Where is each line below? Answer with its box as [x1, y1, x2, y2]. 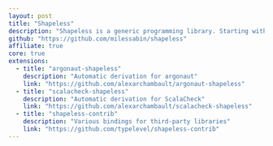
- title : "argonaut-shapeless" [15, 65, 122, 73]
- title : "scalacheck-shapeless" [15, 87, 129, 96]
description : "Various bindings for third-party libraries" [23, 118, 231, 126]
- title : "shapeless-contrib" [15, 110, 118, 118]
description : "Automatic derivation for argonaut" [23, 72, 198, 80]
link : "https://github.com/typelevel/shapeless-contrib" [23, 125, 220, 133]
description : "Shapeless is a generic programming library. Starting [8, 27, 249, 35]
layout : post [8, 11, 53, 20]
